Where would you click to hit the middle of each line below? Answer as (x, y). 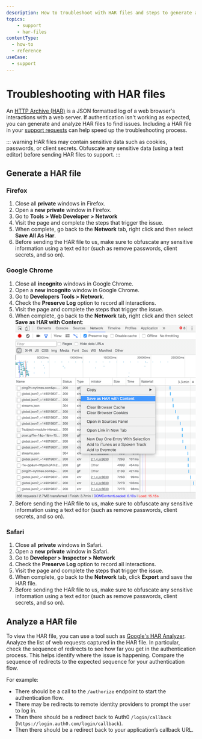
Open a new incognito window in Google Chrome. (77, 290)
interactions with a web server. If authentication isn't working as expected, (99, 117)
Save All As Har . (35, 235)
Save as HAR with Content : (49, 322)
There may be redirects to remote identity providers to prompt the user (103, 704)
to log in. (26, 711)
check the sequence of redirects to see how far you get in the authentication (101, 649)
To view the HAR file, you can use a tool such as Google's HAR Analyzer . (96, 636)
